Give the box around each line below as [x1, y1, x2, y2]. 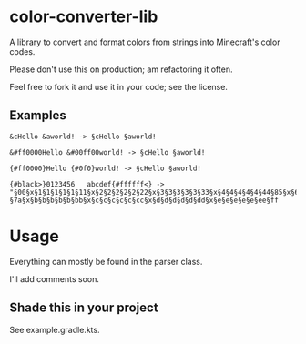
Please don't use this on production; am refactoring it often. [9, 64, 233, 75]
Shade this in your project [9, 300, 158, 316]
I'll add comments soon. [9, 273, 100, 284]
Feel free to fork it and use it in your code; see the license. [9, 81, 228, 92]
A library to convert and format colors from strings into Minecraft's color [9, 36, 280, 47]
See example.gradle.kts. [9, 324, 100, 335]
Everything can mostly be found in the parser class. [9, 256, 203, 267]
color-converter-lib [9, 6, 158, 27]
